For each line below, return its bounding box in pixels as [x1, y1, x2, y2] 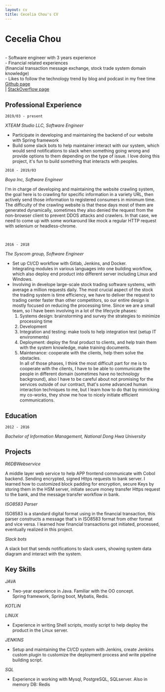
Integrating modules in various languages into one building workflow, [12, 266, 153, 272]
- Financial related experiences [5, 60, 68, 66]
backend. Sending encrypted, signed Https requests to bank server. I [5, 476, 145, 482]
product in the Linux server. [12, 627, 68, 633]
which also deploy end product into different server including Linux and [12, 271, 158, 277]
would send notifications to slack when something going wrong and [12, 148, 150, 154]
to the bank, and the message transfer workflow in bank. [5, 491, 120, 497]
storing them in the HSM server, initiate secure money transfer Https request [5, 486, 161, 492]
